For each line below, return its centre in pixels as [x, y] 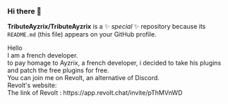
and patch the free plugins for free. [58, 70]
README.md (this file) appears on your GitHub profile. [82, 34]
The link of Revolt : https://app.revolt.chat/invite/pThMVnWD [95, 93]
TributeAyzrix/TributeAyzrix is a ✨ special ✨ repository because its [107, 27]
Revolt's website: [32, 85]
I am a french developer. [43, 56]
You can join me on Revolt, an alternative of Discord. [84, 78]
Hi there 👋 [25, 11]
